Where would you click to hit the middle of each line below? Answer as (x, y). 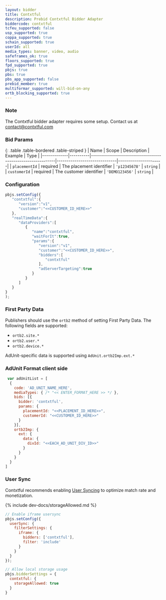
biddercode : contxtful (29, 24)
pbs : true (15, 75)
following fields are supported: (37, 325)
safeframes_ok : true (27, 56)
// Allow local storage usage (37, 570)
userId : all (17, 47)
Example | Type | (22, 155)
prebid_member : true (27, 84)
